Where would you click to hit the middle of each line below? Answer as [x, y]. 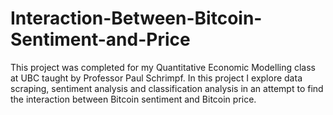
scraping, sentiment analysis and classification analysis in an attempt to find [167, 88]
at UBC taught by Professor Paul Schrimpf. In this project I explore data [156, 78]
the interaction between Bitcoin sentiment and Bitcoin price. [133, 99]
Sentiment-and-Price [100, 39]
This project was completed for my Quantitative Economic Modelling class [163, 67]
